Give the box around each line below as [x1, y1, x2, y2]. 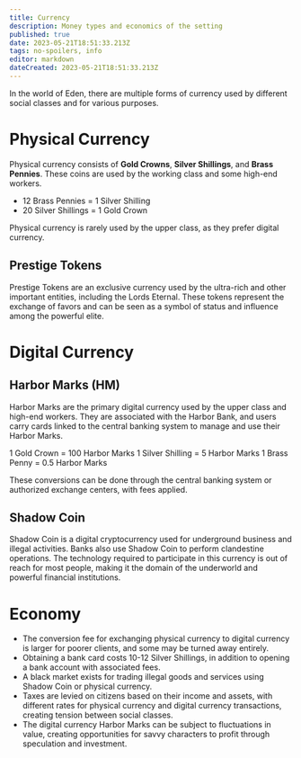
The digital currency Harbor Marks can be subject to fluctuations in [22, 719, 271, 730]
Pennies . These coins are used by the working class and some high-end [9, 168, 279, 179]
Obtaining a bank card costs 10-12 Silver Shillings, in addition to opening [22, 653, 290, 664]
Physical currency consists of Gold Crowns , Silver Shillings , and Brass [9, 158, 274, 169]
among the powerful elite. [9, 310, 105, 321]
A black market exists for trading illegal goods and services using [22, 672, 265, 682]
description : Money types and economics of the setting [9, 22, 223, 31]
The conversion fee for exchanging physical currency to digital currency [22, 633, 290, 644]
